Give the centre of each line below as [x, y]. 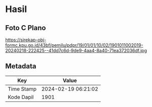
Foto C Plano [26, 28]
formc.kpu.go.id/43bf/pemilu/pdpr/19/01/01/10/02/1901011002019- [74, 45]
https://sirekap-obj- [26, 40]
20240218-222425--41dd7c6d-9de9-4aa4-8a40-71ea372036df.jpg [76, 50]
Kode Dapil [21, 97]
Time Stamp [22, 89]
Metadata [21, 66]
